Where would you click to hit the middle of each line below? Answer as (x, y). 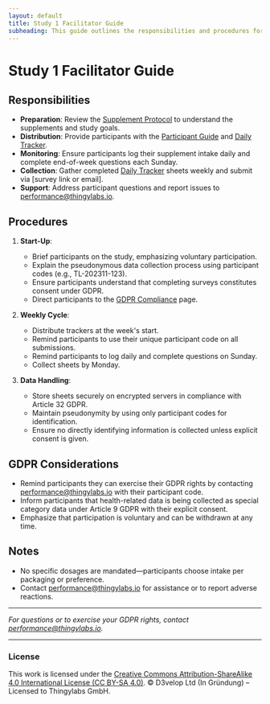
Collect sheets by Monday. (76, 365)
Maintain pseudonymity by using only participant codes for (129, 413)
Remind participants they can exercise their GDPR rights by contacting (136, 483)
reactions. (37, 596)
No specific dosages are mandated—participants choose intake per (132, 570)
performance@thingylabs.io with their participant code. (111, 492)
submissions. (54, 348)
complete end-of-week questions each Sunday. (99, 163)
